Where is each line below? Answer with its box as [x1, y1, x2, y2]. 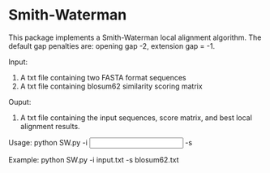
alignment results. [19, 121, 80, 131]
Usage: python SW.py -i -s [8, 137, 193, 147]
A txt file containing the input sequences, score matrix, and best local [19, 112, 253, 123]
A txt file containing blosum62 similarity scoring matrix [19, 81, 203, 91]
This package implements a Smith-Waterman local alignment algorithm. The [8, 32, 262, 42]
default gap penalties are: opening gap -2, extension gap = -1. [8, 41, 216, 50]
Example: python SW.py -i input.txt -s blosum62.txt [8, 154, 179, 164]
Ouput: [8, 97, 32, 106]
